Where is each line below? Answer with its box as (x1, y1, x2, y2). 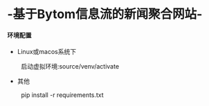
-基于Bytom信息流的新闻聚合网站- (7, 6, 203, 22)
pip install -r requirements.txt (20, 91, 104, 99)
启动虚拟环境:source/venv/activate (20, 62, 120, 71)
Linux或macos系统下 (17, 48, 77, 56)
